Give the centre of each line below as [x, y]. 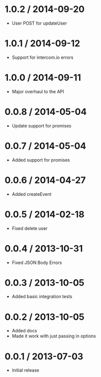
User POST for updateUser [40, 23]
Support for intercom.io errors [43, 57]
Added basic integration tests [42, 297]
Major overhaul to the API [38, 91]
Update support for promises [42, 125]
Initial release [25, 370]
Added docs [24, 331]
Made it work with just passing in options [54, 336]
